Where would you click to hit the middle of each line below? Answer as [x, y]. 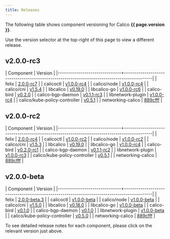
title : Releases [22, 10]
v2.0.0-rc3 [23, 61]
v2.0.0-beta [25, 176]
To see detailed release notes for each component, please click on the [79, 226]
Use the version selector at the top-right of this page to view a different [80, 40]
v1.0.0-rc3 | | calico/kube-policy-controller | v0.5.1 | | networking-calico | [81, 155]
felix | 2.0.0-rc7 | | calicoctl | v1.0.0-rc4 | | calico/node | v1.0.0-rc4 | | [77, 84]
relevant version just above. [34, 231]
